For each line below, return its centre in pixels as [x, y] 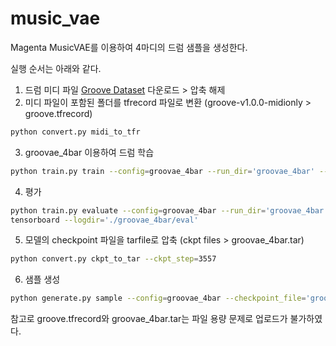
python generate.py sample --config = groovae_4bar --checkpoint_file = [158, 298]
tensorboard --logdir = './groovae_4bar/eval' [104, 220]
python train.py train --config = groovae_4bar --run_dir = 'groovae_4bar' [162, 171]
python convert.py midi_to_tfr [75, 132]
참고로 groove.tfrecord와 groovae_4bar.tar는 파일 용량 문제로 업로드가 [149, 319]
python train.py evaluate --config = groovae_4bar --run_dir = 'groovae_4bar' [169, 210]
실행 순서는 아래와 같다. [56, 68]
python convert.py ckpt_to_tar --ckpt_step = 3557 [113, 259]
